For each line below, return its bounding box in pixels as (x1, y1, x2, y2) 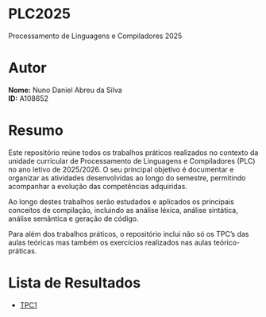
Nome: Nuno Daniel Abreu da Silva (8, 85, 123, 95)
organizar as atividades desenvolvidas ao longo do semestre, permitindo (8, 172, 246, 183)
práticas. (8, 245, 37, 255)
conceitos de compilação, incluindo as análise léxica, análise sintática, (8, 205, 238, 215)
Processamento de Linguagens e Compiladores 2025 (8, 31, 183, 41)
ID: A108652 (8, 93, 49, 103)
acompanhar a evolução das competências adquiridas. (8, 181, 188, 191)
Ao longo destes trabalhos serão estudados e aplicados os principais (8, 196, 234, 207)
